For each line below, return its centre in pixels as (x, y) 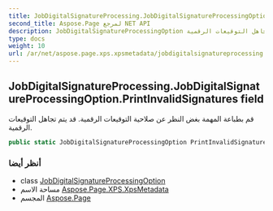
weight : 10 (27, 46)
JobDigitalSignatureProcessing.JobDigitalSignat (134, 86)
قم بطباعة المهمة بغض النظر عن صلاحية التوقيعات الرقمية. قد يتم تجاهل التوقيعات (131, 118)
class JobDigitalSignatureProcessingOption (93, 180)
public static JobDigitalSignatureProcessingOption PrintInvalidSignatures (139, 142)
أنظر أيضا (25, 163)
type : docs (27, 39)
